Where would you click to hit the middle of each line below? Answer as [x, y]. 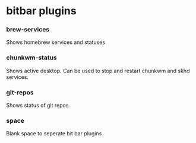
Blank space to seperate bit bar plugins [54, 134]
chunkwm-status [32, 58]
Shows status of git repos [37, 106]
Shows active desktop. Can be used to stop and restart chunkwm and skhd [98, 71]
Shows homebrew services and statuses [56, 42]
